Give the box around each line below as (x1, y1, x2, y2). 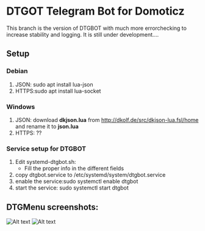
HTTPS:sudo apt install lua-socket (15, 87, 101, 94)
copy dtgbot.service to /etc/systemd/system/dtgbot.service (15, 171, 166, 179)
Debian (6, 67, 28, 76)
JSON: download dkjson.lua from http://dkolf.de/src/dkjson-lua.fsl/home (15, 116, 199, 123)
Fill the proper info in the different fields (24, 165, 124, 172)
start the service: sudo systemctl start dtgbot (15, 184, 129, 191)
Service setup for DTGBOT (6, 144, 87, 153)
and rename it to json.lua (15, 123, 79, 130)
